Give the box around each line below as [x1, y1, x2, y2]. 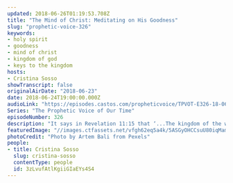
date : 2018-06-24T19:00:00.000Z [7, 95, 101, 102]
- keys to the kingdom [7, 62, 73, 69]
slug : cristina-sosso [13, 152, 76, 160]
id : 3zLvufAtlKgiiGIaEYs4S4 [13, 165, 95, 173]
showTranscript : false [7, 81, 73, 88]
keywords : [7, 29, 36, 37]
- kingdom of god [7, 56, 58, 63]
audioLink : [7, 101, 39, 108]
